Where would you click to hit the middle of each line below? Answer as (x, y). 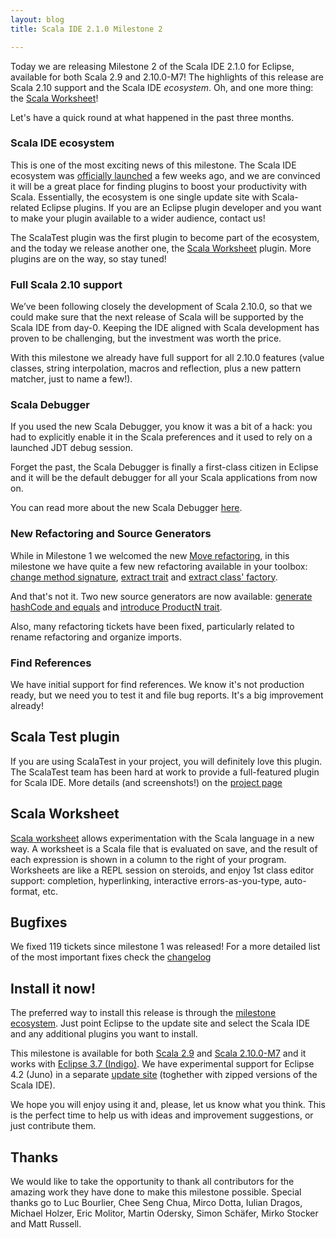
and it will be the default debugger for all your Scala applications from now (164, 478)
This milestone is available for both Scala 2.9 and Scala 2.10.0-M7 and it (158, 1053)
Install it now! (53, 988)
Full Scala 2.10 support (66, 284)
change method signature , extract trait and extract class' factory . (144, 577)
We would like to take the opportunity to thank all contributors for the (152, 1182)
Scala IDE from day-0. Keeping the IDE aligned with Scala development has (165, 328)
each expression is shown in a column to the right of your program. (148, 859)
